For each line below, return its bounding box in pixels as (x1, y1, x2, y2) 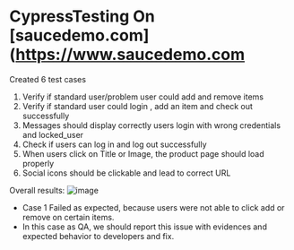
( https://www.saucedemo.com (9, 45, 245, 65)
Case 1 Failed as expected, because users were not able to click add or (22, 202, 285, 212)
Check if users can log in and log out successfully (22, 139, 208, 150)
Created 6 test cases (9, 73, 87, 84)
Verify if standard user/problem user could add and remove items (22, 91, 264, 102)
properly (22, 158, 55, 168)
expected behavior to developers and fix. (22, 230, 175, 241)
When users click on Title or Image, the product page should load (22, 148, 264, 159)
